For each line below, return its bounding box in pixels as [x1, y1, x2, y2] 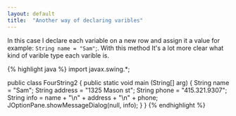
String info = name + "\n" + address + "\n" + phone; [7, 93, 159, 102]
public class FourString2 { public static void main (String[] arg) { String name [7, 78, 230, 86]
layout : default [7, 10, 55, 18]
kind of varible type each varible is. [7, 51, 109, 60]
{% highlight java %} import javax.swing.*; [7, 65, 130, 73]
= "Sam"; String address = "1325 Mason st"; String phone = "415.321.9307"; [7, 86, 228, 94]
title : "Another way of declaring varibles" [7, 17, 143, 24]
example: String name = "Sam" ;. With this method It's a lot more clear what [7, 44, 224, 52]
